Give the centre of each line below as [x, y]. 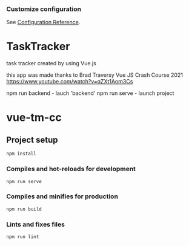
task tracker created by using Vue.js [51, 63]
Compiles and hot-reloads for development [71, 169]
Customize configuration [44, 9]
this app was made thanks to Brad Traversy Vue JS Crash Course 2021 [95, 75]
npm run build [24, 209]
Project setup [32, 140]
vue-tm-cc [34, 118]
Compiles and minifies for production [62, 196]
